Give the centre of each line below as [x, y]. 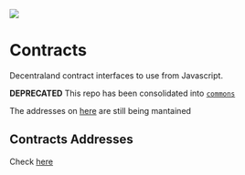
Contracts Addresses [72, 140]
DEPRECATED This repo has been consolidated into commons [122, 93]
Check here [31, 161]
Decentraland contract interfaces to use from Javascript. [117, 75]
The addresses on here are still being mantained [101, 110]
